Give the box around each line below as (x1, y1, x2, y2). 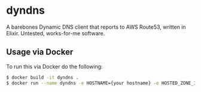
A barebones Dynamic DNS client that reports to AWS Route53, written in (6, 23, 187, 30)
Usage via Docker (6, 47, 74, 57)
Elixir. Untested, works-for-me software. (6, 29, 105, 36)
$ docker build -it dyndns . (6, 74, 79, 81)
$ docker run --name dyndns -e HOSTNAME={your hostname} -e (6, 80, 160, 86)
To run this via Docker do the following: (6, 63, 103, 70)
